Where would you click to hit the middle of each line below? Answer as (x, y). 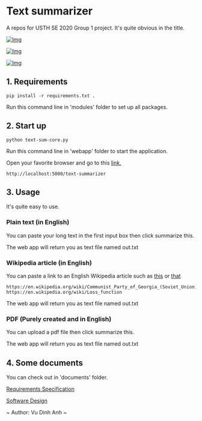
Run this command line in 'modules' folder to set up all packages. (87, 107)
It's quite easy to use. (33, 207)
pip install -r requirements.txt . (51, 96)
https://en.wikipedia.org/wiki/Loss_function (64, 292)
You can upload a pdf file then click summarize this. (70, 332)
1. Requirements (37, 82)
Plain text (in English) (38, 223)
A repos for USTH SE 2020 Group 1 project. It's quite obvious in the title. (96, 28)
